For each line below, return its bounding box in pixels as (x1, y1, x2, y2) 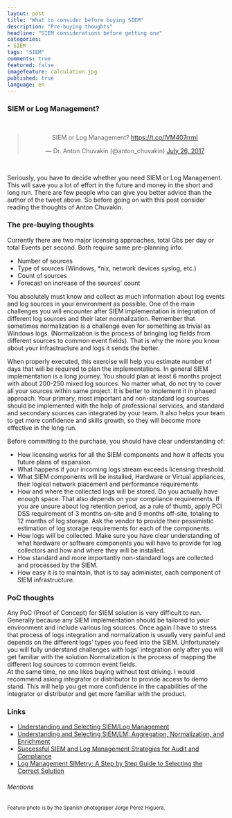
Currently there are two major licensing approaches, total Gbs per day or (7, 236, 215, 244)
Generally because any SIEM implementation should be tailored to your (7, 616, 210, 625)
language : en (7, 81, 45, 88)
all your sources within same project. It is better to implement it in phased (7, 386, 217, 395)
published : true (7, 74, 54, 82)
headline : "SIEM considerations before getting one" (7, 29, 163, 37)
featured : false (7, 62, 54, 69)
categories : (7, 36, 42, 43)
